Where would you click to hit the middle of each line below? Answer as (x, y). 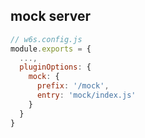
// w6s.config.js (46, 39)
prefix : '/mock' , (73, 86)
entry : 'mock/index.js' (86, 95)
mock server (50, 16)
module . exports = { (51, 49)
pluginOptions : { (55, 67)
